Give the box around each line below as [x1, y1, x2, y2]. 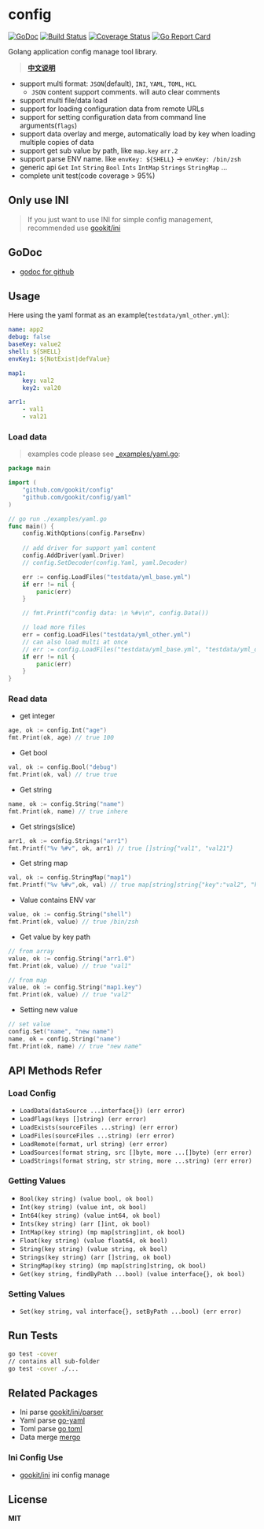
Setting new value [19, 1005, 79, 1015]
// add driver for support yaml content [22, 544, 156, 552]
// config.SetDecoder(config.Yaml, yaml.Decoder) [22, 559, 189, 566]
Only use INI [8, 194, 69, 207]
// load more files [22, 624, 86, 632]
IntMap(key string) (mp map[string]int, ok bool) [19, 1228, 186, 1236]
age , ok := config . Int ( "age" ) [8, 726, 108, 734]
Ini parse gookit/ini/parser [19, 1408, 104, 1417]
